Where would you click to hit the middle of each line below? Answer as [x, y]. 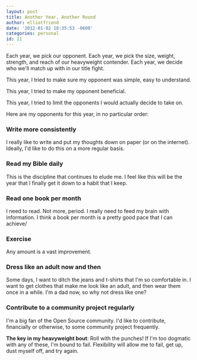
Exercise [19, 238]
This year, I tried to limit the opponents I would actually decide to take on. [95, 103]
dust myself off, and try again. [42, 351]
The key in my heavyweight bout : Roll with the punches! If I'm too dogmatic [98, 338]
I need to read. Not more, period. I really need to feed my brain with [88, 211]
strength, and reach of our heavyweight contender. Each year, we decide [94, 62]
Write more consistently [41, 129]
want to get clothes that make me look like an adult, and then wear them [94, 286]
